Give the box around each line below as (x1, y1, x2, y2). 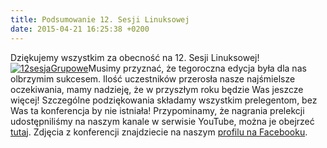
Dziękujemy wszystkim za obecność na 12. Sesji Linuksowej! (10, 51, 260, 63)
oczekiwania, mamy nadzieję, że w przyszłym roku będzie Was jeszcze (10, 83, 304, 95)
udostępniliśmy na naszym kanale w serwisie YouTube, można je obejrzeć (10, 115, 315, 127)
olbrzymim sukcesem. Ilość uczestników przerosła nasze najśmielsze (10, 72, 296, 85)
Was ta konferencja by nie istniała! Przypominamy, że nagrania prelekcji (10, 104, 305, 116)
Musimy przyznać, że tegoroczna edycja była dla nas (88, 62, 307, 74)
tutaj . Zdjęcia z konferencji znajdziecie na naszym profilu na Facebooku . (10, 126, 308, 138)
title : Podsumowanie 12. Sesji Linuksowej (10, 14, 190, 25)
